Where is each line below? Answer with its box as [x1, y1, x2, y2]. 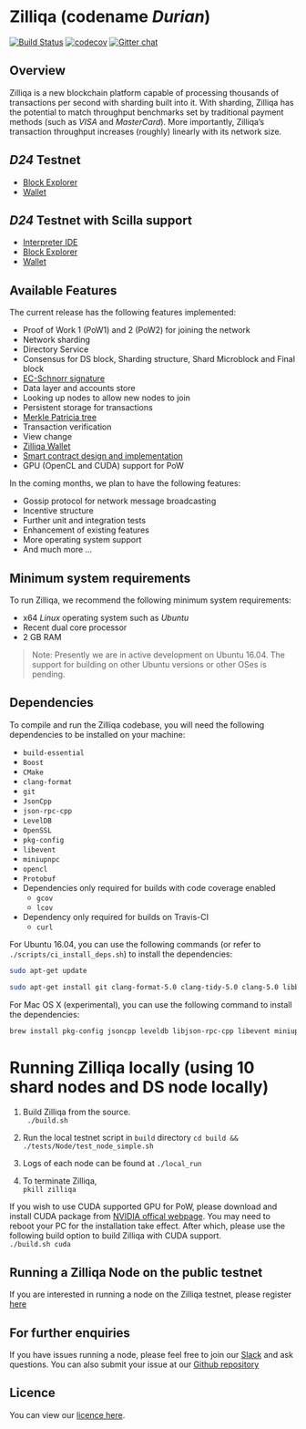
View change [22, 431, 73, 442]
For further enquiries [9, 1325, 130, 1341]
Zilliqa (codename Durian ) [9, 6, 211, 27]
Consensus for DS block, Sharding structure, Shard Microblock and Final [22, 354, 296, 365]
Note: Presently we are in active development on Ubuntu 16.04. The [31, 649, 285, 660]
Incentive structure [22, 505, 94, 516]
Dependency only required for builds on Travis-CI [22, 911, 209, 922]
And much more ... [22, 544, 93, 555]
